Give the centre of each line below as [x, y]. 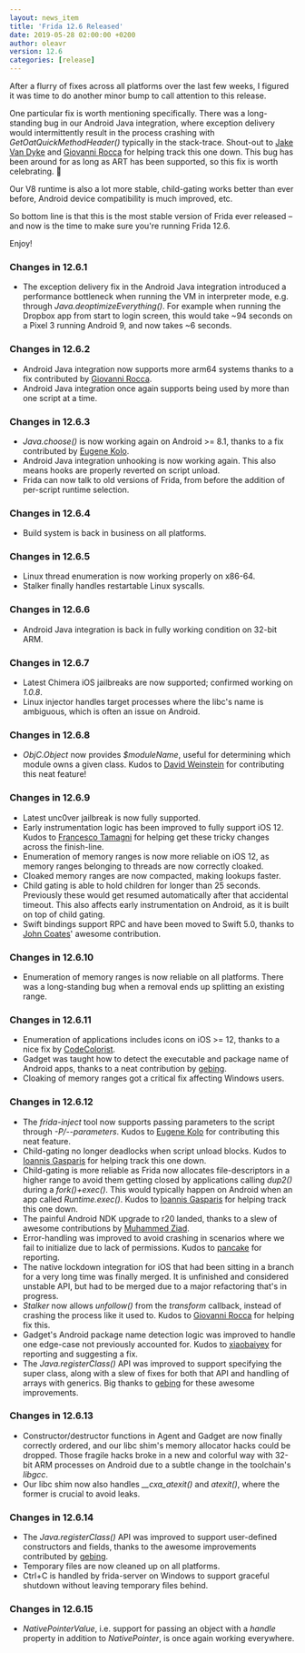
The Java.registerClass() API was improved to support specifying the [152, 1363]
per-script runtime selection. [76, 489]
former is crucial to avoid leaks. [81, 1494]
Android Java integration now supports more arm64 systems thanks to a [158, 368]
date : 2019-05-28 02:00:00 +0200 [73, 35]
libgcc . [35, 1474]
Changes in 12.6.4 [50, 513]
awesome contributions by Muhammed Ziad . [106, 1228]
